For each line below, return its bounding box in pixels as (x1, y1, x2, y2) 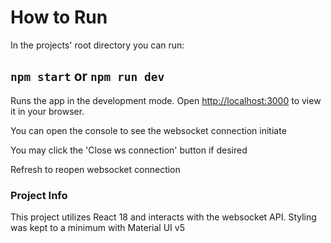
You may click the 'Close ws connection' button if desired (10, 144, 248, 156)
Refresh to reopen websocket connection (10, 163, 181, 175)
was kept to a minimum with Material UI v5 (10, 222, 185, 234)
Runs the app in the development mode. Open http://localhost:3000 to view (10, 94, 322, 106)
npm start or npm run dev (10, 68, 165, 85)
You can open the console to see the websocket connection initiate (10, 124, 287, 136)
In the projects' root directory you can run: (10, 39, 185, 51)
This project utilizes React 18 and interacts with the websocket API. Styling (10, 211, 317, 223)
